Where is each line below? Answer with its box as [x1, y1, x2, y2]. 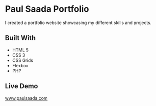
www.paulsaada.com [5, 95, 48, 101]
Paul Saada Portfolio [5, 3, 89, 15]
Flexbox [12, 62, 28, 68]
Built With [5, 34, 36, 42]
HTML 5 [12, 47, 29, 53]
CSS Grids [12, 57, 33, 63]
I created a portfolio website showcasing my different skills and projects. [5, 20, 152, 26]
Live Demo [5, 82, 38, 90]
